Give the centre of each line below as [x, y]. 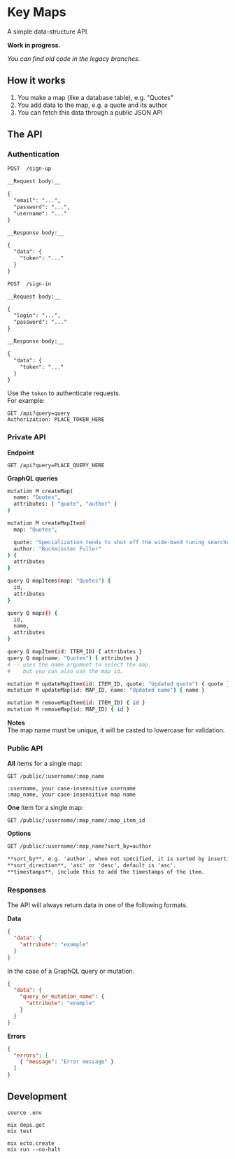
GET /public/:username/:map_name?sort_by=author [79, 846]
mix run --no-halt [34, 1149]
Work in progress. [34, 45]
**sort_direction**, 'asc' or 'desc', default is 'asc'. [92, 866]
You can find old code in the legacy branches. [74, 58]
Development [37, 1096]
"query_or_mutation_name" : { [62, 997]
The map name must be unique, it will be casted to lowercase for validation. [116, 730]
